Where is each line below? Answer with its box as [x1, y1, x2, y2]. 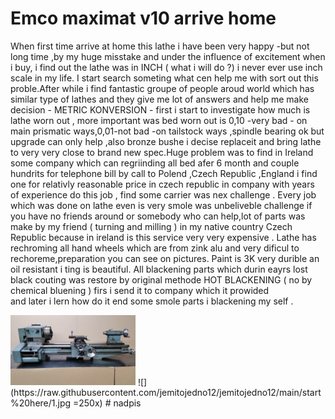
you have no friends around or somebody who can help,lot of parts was [10, 210, 306, 222]
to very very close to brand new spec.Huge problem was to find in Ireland [10, 146, 314, 158]
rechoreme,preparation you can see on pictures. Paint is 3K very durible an [10, 252, 320, 264]
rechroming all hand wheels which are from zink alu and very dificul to [10, 242, 300, 254]
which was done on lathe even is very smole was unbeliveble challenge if [10, 199, 313, 211]
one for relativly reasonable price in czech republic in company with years [10, 178, 315, 190]
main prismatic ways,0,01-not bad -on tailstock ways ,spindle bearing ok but [10, 125, 325, 137]
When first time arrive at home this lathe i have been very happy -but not [10, 40, 310, 52]
